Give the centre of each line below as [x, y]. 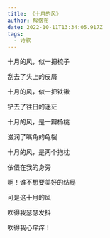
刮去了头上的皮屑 [32, 77]
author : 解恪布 [28, 21]
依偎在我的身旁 [29, 167]
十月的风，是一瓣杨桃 [38, 122]
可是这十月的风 [29, 198]
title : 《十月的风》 [34, 14]
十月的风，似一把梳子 [38, 62]
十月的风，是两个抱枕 [38, 152]
